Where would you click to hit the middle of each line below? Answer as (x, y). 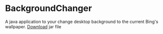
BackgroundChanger (49, 8)
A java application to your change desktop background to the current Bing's (82, 22)
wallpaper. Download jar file (33, 26)
